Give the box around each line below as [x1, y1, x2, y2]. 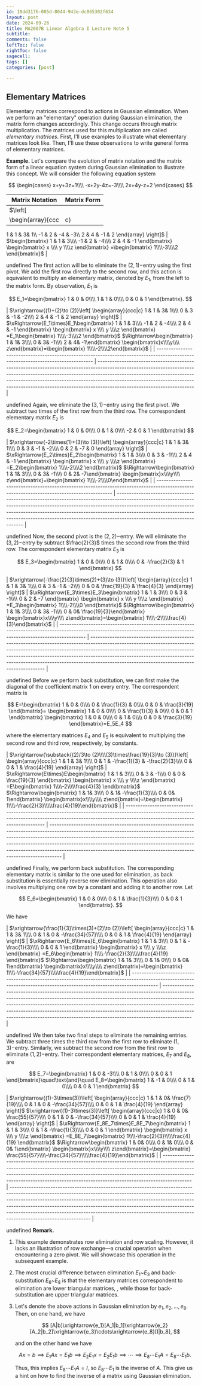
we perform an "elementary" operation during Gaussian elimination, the [6, 114, 182, 121]
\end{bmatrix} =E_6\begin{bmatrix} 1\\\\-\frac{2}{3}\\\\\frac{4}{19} [6, 950, 169, 957]
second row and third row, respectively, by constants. [6, 739, 138, 747]
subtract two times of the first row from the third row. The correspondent [6, 407, 186, 415]
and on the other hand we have [14, 1340, 92, 1347]
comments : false [6, 36, 47, 42]
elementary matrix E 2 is [6, 413, 64, 422]
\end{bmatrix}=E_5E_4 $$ [68, 720, 133, 727]
